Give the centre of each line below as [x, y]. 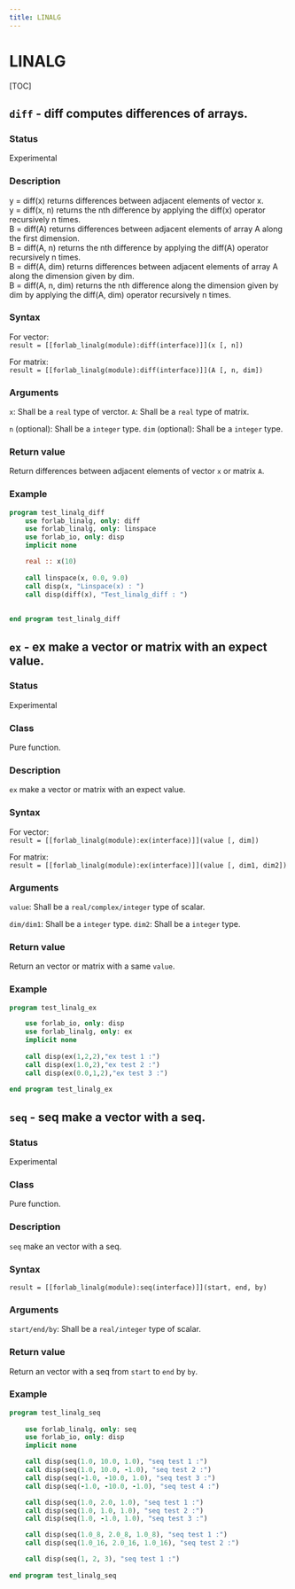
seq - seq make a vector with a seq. [108, 1117]
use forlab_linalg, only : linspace [91, 529]
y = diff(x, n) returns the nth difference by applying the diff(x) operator [137, 210]
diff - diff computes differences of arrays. [128, 113]
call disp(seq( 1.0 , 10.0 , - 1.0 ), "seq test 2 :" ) [119, 1470]
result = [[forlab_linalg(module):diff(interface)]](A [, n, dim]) [136, 370]
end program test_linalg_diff [65, 619]
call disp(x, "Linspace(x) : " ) [85, 586]
